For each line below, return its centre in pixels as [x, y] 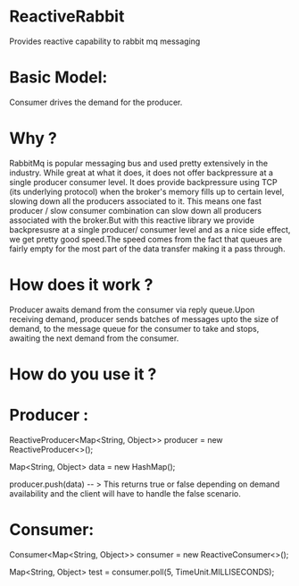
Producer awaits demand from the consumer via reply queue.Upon [132, 310]
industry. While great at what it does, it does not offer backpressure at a [141, 173]
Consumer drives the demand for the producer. [96, 102]
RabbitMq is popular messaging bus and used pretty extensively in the [139, 163]
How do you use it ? [83, 374]
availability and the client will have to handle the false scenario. [125, 493]
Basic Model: [58, 77]
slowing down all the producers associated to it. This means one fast [135, 201]
